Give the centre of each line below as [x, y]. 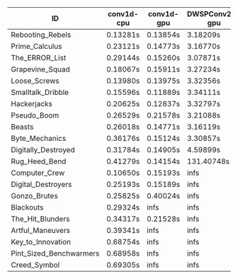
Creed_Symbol [35, 265]
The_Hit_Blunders [40, 219]
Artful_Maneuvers [41, 230]
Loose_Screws [35, 81]
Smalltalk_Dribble [40, 92]
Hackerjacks [32, 104]
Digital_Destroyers [41, 184]
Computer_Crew [38, 173]
